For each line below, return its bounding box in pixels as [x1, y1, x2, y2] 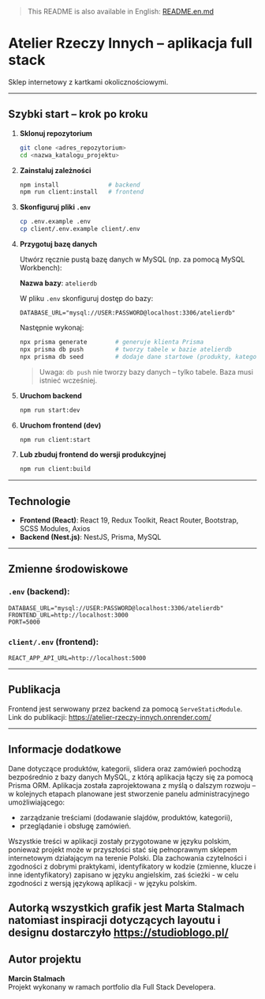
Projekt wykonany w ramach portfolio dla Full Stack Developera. [8, 982, 216, 991]
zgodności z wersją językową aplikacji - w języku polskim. [8, 878, 197, 888]
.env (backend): [8, 586, 70, 598]
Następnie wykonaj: [19, 323, 84, 332]
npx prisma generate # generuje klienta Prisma [19, 338, 204, 346]
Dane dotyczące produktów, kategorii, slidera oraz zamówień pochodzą [8, 763, 242, 773]
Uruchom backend [19, 390, 83, 400]
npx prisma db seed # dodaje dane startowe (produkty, [19, 352, 233, 360]
